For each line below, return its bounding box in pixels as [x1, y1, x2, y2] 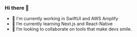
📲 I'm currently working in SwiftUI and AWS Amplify [11, 16, 118, 22]
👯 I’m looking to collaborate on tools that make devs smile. [11, 26, 132, 32]
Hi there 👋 [4, 4, 29, 11]
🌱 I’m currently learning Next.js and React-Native [11, 21, 113, 27]
